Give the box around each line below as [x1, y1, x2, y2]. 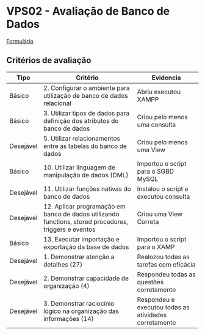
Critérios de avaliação [6, 55, 92, 65]
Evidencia [151, 73, 181, 82]
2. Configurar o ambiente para [43, 84, 130, 92]
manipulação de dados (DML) [43, 171, 129, 179]
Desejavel [9, 213, 38, 222]
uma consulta [137, 120, 176, 129]
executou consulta [137, 192, 190, 201]
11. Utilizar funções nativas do [43, 185, 131, 193]
